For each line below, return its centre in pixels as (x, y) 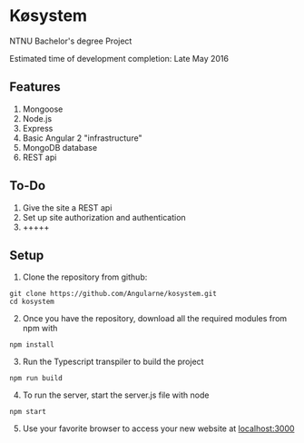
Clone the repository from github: (85, 277)
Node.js (37, 118)
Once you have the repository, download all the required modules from (155, 319)
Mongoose (43, 109)
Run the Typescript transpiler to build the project (113, 362)
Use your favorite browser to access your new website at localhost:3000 (158, 428)
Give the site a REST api (67, 207)
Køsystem (49, 16)
